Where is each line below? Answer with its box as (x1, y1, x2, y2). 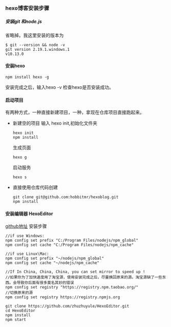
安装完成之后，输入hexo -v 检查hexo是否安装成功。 (5, 84, 114, 90)
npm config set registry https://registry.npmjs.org (5, 294, 120, 300)
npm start (5, 317, 27, 322)
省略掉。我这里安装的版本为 (5, 32, 64, 38)
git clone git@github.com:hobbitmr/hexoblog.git (12, 195, 119, 200)
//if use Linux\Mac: (5, 251, 50, 256)
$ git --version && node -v (5, 42, 66, 47)
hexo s (12, 175, 27, 180)
